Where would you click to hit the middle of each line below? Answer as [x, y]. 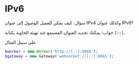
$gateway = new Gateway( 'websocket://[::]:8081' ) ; [59, 56]
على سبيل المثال [21, 42]
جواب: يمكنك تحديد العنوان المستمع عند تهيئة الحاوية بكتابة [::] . [65, 32]
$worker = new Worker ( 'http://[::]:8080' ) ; [51, 51]
